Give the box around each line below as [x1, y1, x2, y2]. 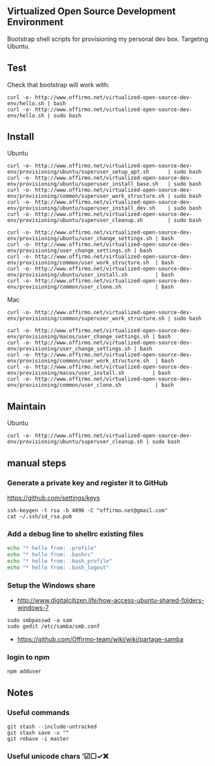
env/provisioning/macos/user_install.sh [7, 370, 125, 376]
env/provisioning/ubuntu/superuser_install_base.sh [7, 181, 158, 188]
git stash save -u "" [7, 729, 70, 736]
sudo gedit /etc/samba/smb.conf [7, 623, 100, 630]
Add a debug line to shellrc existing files [7, 529, 144, 538]
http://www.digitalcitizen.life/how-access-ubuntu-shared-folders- [17, 596, 205, 605]
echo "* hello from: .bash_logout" [7, 564, 110, 571]
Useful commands [7, 707, 70, 717]
